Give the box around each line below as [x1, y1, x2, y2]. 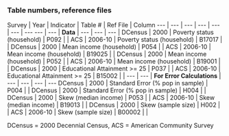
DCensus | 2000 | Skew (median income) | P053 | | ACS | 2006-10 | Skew [7, 94, 215, 102]
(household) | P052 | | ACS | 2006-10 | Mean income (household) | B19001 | [7, 57, 221, 66]
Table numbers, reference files [7, 5, 112, 15]
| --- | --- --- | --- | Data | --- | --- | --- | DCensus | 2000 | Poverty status [7, 28, 215, 36]
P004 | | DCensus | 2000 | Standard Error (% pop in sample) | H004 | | [7, 86, 207, 94]
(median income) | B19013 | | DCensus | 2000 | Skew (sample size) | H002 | [7, 101, 221, 109]
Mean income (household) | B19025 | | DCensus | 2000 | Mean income [7, 50, 207, 58]
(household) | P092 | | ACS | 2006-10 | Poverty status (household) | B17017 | [7, 36, 223, 44]
